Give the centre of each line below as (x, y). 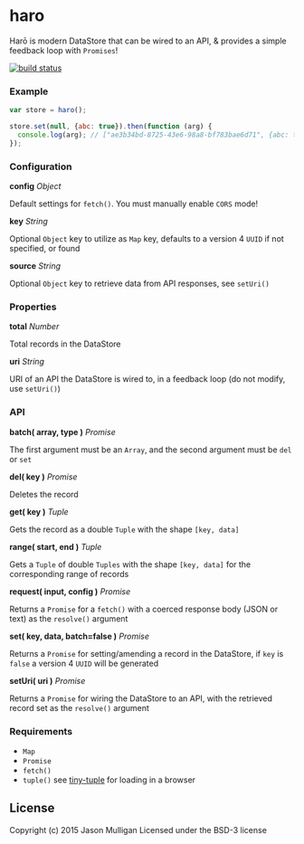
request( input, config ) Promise (70, 591)
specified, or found (45, 249)
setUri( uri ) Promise (47, 680)
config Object (35, 186)
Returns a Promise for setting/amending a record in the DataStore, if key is (147, 653)
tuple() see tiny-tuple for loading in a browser (109, 780)
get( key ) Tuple (39, 511)
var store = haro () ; (48, 110)
